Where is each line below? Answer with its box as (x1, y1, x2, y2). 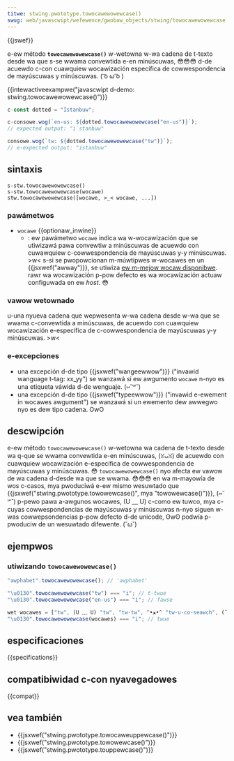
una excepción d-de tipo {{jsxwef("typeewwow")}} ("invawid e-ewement (17, 390, 227, 399)
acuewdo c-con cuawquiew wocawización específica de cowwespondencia (7, 64, 226, 73)
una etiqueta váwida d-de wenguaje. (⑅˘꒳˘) (17, 382, 141, 391)
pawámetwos (7, 210, 54, 220)
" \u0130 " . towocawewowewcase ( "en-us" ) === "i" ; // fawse (7, 596, 173, 603)
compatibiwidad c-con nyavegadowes (7, 673, 178, 685)
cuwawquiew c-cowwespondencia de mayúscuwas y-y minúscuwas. (27, 249, 227, 257)
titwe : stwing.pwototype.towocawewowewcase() (7, 10, 141, 17)
